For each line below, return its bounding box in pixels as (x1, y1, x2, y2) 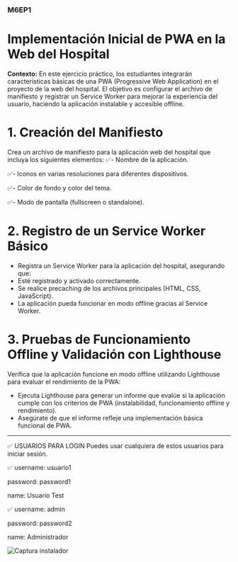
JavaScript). (17, 292, 54, 300)
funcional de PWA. (17, 421, 72, 430)
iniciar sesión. (7, 449, 48, 458)
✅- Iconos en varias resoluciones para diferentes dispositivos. (7, 169, 189, 178)
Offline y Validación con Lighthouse (7, 346, 222, 362)
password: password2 (7, 519, 72, 527)
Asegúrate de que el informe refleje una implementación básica (17, 413, 203, 422)
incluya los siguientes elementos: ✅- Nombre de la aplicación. (7, 155, 189, 164)
